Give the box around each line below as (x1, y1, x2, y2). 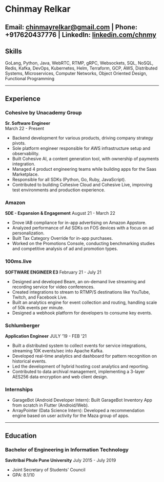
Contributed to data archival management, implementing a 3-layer (12, 368, 145, 374)
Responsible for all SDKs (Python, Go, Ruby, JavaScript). (12, 177, 126, 183)
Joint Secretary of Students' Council (12, 466, 85, 473)
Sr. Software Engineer (5, 120, 50, 126)
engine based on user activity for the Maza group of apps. (12, 413, 129, 419)
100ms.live (5, 258, 32, 265)
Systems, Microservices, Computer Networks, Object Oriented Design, (5, 70, 147, 76)
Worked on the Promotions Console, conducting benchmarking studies (12, 241, 155, 247)
